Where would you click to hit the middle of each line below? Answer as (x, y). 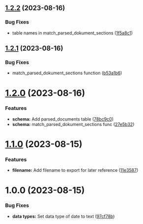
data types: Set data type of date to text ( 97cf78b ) (63, 216)
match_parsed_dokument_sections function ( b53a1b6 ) (67, 73)
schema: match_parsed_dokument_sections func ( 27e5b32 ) (73, 124)
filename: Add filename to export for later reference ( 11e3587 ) (75, 170)
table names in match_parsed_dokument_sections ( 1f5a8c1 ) (72, 33)
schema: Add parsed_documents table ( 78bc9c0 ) (63, 119)
